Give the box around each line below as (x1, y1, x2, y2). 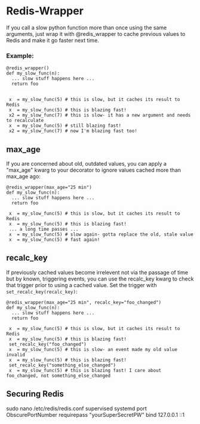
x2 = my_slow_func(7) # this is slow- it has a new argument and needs (8, 112, 191, 118)
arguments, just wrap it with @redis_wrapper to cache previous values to (6, 30, 186, 37)
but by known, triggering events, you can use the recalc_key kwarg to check (6, 275, 194, 282)
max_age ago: (6, 173, 41, 180)
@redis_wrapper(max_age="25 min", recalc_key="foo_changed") (6, 299, 162, 306)
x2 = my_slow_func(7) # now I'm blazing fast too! (8, 128, 137, 134)
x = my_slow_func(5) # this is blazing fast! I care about (8, 367, 162, 373)
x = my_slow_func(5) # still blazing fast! (8, 123, 121, 129)
